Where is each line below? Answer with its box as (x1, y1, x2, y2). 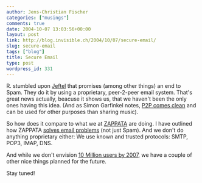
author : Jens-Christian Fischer (6, 9, 88, 15)
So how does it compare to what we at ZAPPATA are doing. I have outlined (6, 120, 193, 127)
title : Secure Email (6, 54, 59, 60)
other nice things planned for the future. (6, 158, 106, 165)
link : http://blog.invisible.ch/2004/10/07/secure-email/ (6, 37, 156, 43)
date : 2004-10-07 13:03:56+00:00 (6, 26, 91, 32)
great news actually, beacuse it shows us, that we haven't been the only (6, 95, 187, 102)
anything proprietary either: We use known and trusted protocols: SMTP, (6, 133, 189, 140)
